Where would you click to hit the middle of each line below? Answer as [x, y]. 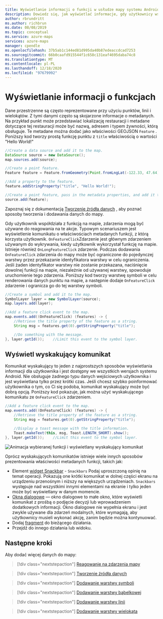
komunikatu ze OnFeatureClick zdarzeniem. [49, 397]
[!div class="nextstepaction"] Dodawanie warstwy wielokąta [77, 611]
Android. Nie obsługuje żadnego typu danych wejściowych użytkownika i [78, 376]
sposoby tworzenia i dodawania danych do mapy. [55, 214]
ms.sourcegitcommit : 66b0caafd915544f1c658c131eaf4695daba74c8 [70, 55]
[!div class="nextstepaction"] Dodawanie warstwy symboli [75, 583]
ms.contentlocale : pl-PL [30, 64]
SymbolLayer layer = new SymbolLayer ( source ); [53, 299]
